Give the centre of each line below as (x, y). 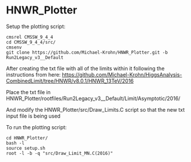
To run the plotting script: (36, 127)
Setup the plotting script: (36, 26)
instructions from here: (33, 74)
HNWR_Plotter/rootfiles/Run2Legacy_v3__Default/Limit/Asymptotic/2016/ (93, 98)
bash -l (15, 143)
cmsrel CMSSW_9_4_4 (30, 37)
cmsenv (14, 47)
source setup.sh (26, 148)
